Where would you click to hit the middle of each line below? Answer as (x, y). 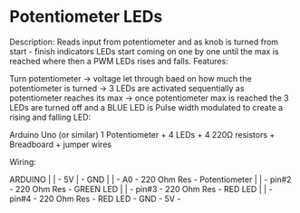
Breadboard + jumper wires (60, 144)
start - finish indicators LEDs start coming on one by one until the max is (144, 51)
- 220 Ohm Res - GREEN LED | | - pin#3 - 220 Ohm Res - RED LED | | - (141, 189)
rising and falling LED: (50, 117)
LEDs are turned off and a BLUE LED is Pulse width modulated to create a (146, 107)
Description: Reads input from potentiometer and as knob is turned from (144, 42)
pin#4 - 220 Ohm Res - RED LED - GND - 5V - (95, 198)
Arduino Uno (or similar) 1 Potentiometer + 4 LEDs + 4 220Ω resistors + (142, 134)
